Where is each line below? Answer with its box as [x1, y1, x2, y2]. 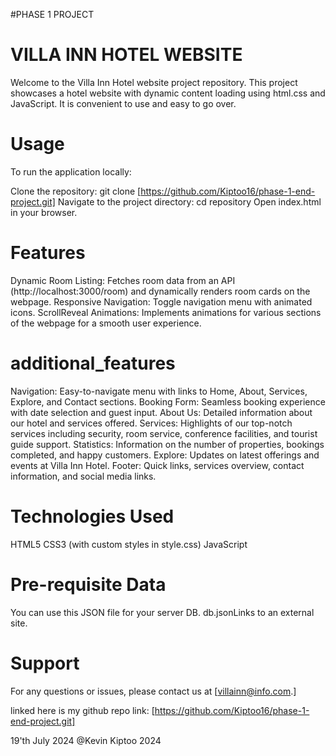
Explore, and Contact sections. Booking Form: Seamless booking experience [10, 395, 326, 408]
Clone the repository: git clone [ [10, 185, 142, 197]
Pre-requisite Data [10, 573, 167, 596]
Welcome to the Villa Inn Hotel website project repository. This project [10, 76, 298, 88]
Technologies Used [10, 505, 175, 528]
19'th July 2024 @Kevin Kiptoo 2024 [10, 734, 162, 746]
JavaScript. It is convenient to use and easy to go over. [10, 97, 237, 109]
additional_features [10, 352, 176, 374]
